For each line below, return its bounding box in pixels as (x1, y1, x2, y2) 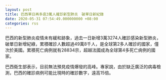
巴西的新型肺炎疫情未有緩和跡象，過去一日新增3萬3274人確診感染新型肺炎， (5, 35, 161, 41)
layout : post (5, 7, 32, 12)
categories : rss (5, 21, 39, 26)
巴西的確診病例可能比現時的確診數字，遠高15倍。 (13, 70, 114, 76)
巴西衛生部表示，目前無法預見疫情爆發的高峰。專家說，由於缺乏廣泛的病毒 (5, 64, 157, 70)
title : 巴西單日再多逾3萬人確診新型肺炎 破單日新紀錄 (5, 12, 104, 17)
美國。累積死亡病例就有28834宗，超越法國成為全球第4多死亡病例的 (13, 47, 152, 53)
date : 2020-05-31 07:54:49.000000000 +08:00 (5, 16, 98, 21)
